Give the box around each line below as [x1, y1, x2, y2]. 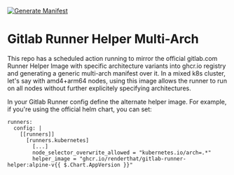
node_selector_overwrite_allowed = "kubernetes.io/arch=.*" [32, 149, 212, 156]
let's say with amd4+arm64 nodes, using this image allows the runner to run [7, 76, 228, 85]
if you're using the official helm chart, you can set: [7, 105, 152, 113]
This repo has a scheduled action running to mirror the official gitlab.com [7, 54, 218, 62]
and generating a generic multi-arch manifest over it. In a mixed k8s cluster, [7, 69, 226, 77]
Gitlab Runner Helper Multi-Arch [7, 31, 200, 47]
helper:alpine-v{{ [7, 161, 61, 168]
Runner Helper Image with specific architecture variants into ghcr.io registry [7, 62, 226, 70]
